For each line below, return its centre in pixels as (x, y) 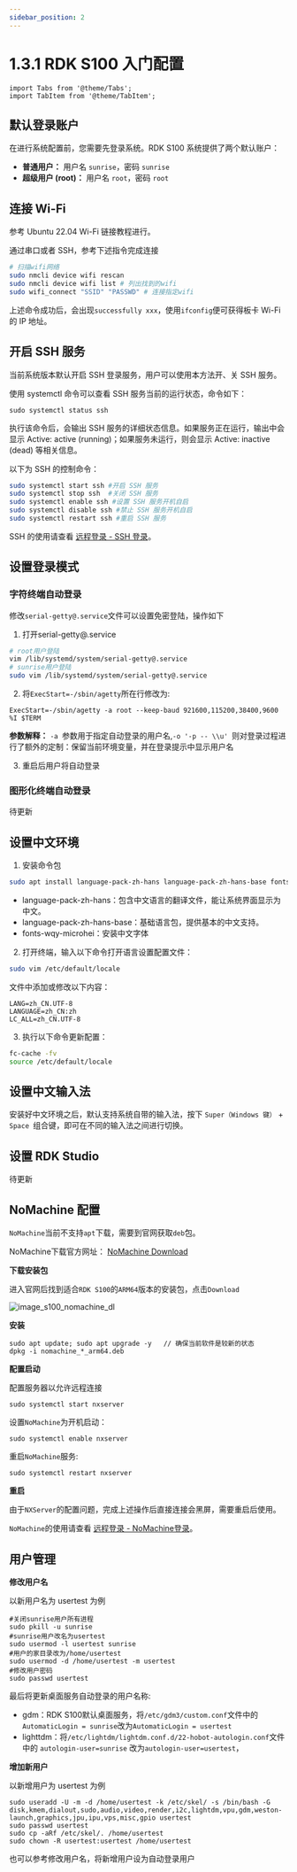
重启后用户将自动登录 (61, 766)
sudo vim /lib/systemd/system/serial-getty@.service (108, 676)
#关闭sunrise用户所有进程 (52, 1619)
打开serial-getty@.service (69, 634)
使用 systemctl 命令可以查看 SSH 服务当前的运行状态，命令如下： (128, 393)
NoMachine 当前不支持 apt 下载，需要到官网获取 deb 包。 (105, 1233)
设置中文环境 (44, 842)
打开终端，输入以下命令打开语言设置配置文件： (107, 952)
